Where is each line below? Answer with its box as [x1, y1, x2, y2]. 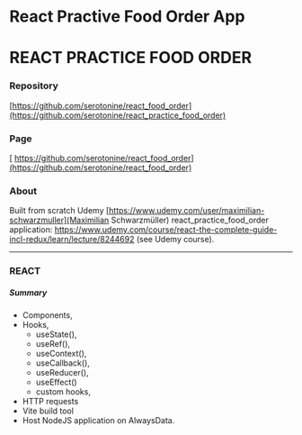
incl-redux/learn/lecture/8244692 [9, 234, 135, 245]
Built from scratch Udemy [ [9, 205, 110, 216]
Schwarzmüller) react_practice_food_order [111, 214, 270, 226]
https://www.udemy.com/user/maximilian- [109, 205, 265, 216]
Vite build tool [22, 405, 75, 416]
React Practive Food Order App [9, 6, 245, 27]
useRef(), [35, 339, 70, 349]
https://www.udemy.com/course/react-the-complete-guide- [54, 224, 278, 235]
